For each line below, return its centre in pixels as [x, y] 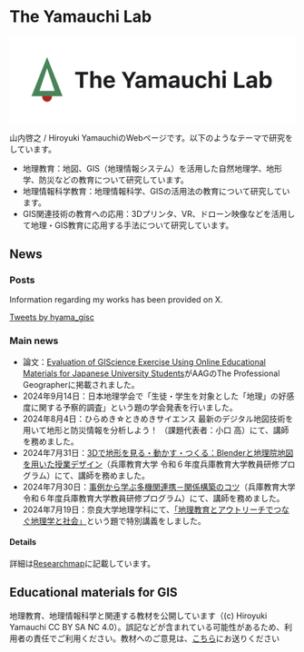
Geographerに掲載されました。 [81, 384]
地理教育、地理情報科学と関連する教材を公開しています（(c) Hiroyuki [138, 616]
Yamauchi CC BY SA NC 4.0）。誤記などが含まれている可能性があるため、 [147, 627]
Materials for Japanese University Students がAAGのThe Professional [151, 373]
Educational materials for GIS [94, 593]
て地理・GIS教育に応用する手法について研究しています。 [128, 225]
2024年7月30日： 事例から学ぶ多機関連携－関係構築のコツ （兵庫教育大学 [159, 487]
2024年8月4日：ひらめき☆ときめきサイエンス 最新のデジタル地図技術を [158, 419]
